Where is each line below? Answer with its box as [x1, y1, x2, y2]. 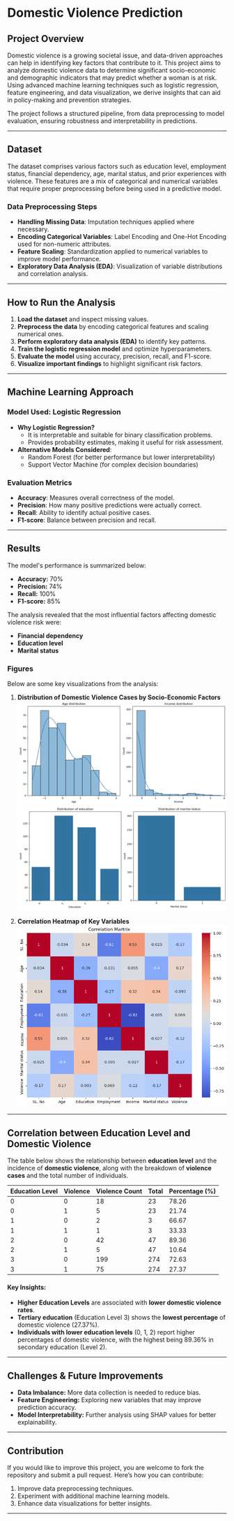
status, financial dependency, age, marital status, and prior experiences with [7, 169, 227, 177]
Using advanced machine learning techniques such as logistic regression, [7, 81, 219, 89]
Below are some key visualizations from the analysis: [7, 680, 159, 688]
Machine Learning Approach [7, 386, 134, 398]
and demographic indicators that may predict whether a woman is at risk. [7, 73, 217, 82]
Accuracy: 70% [17, 574, 64, 583]
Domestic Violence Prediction [7, 5, 183, 21]
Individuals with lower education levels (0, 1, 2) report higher [17, 1328, 195, 1337]
